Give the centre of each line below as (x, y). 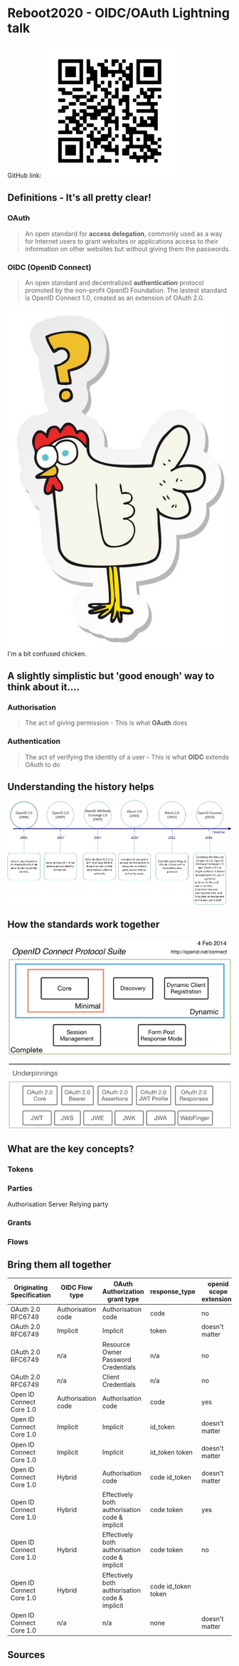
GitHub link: (25, 175)
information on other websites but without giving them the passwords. (128, 249)
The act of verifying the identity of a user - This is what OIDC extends (127, 757)
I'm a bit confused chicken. (47, 653)
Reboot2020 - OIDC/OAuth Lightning (118, 13)
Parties (20, 1189)
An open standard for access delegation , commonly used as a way (123, 234)
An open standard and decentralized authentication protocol (114, 282)
